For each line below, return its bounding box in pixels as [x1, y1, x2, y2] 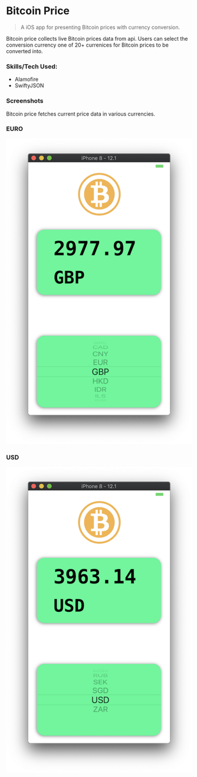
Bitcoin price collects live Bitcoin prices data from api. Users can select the [6, 35, 188, 42]
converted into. [6, 47, 43, 54]
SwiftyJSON [14, 82, 44, 89]
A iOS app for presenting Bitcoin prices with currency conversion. [20, 24, 180, 31]
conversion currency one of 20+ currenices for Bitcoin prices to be [6, 41, 169, 48]
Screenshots [6, 97, 44, 105]
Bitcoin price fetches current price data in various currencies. [6, 110, 155, 117]
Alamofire [14, 76, 39, 83]
